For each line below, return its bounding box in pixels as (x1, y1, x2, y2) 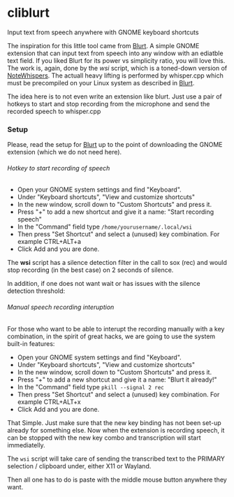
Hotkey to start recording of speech (7, 164, 110, 172)
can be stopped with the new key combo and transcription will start (7, 433, 201, 442)
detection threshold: (7, 287, 66, 295)
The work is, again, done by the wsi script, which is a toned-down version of (7, 64, 228, 72)
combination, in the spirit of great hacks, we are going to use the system (7, 332, 216, 340)
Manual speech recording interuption (7, 303, 115, 312)
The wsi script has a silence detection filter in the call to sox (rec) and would (7, 259, 227, 267)
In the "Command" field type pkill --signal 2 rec (17, 382, 164, 391)
